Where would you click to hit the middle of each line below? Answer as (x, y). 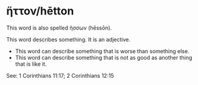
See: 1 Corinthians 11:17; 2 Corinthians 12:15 (60, 75)
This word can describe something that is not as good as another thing (104, 57)
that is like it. (31, 64)
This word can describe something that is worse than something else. (102, 51)
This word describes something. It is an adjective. (68, 39)
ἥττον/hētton (40, 11)
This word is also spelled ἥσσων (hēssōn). (59, 28)
